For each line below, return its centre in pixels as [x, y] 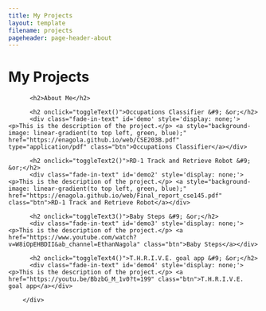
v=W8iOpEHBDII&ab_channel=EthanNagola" [74, 245]
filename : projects [41, 30]
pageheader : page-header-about [60, 38]
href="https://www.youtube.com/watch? [72, 238]
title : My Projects [41, 16]
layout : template [37, 23]
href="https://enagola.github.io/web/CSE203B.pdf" [94, 140]
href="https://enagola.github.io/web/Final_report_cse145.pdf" [115, 196]
